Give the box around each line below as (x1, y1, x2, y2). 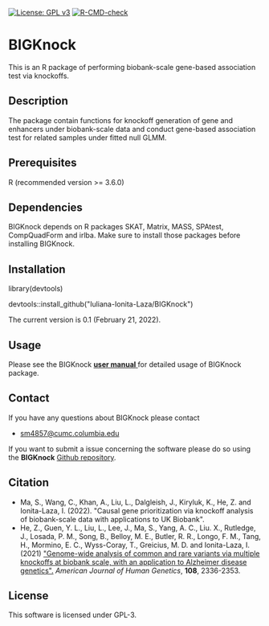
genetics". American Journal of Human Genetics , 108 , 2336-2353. (19, 566, 241, 575)
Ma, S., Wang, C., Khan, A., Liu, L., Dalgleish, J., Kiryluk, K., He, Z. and (19, 497, 251, 507)
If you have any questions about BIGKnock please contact (8, 413, 200, 422)
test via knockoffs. (8, 71, 70, 80)
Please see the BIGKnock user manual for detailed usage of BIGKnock (8, 360, 242, 369)
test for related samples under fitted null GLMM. (8, 133, 167, 142)
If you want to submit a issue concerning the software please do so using (8, 443, 251, 454)
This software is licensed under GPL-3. (8, 610, 137, 620)
